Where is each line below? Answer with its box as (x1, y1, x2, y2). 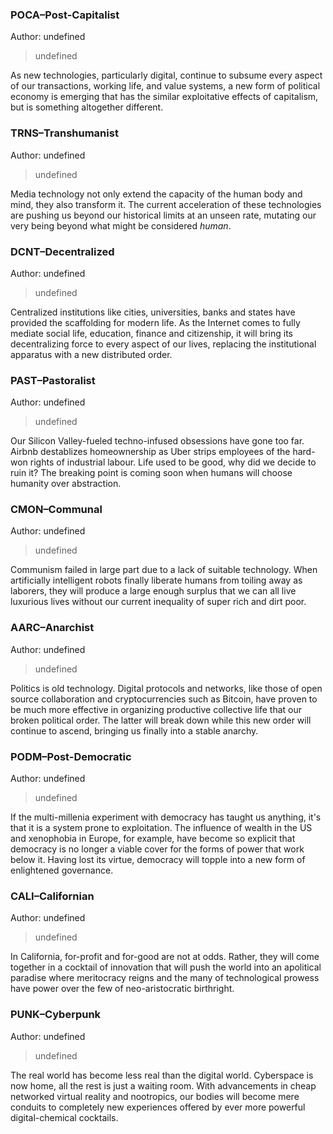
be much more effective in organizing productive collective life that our (10, 703, 303, 715)
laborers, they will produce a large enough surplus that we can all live (10, 585, 297, 597)
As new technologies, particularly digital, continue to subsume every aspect (10, 69, 323, 82)
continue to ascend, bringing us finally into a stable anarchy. (10, 724, 259, 737)
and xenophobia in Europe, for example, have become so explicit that (10, 833, 296, 845)
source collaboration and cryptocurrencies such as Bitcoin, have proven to (10, 693, 318, 705)
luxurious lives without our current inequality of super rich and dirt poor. (10, 596, 307, 608)
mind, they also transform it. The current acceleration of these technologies (10, 198, 322, 210)
